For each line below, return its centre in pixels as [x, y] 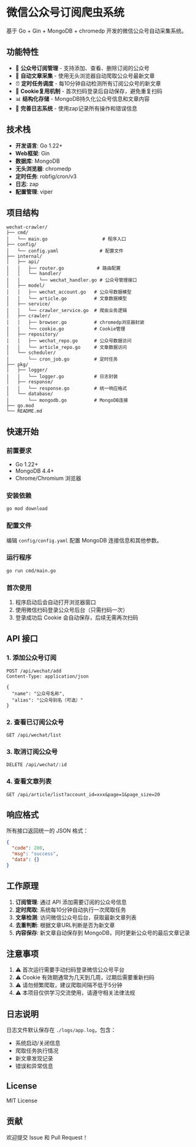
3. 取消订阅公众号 [32, 751]
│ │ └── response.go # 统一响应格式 [67, 389]
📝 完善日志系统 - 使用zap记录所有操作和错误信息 [76, 108]
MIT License [22, 1101]
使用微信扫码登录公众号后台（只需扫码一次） [72, 610]
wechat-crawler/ [27, 227]
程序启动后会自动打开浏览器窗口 [55, 602]
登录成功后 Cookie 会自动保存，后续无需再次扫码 [77, 617]
